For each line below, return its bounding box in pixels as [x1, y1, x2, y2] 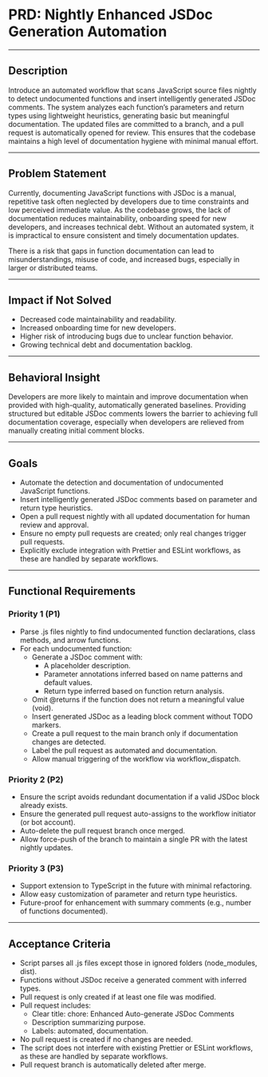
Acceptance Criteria [8, 936, 111, 951]
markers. [31, 720, 61, 730]
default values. [43, 677, 93, 687]
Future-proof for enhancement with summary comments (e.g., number [19, 898, 252, 908]
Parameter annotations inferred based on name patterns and [43, 669, 243, 679]
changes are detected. [31, 737, 106, 746]
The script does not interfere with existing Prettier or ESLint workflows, [19, 1043, 254, 1053]
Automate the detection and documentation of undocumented [19, 477, 223, 487]
